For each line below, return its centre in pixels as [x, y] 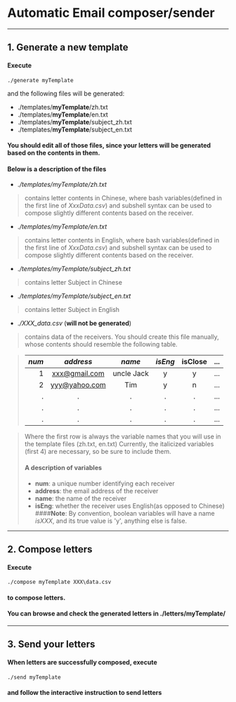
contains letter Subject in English [72, 310]
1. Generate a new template [68, 47]
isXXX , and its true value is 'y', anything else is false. [111, 521]
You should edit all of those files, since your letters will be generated [109, 145]
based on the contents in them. [54, 153]
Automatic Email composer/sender [111, 13]
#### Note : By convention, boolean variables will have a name [125, 513]
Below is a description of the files [57, 169]
